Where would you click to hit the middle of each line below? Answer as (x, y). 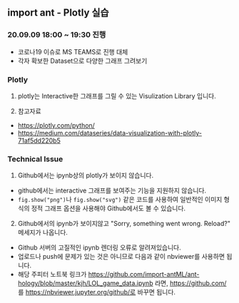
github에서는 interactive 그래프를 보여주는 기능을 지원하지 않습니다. (112, 190)
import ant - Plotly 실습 (58, 13)
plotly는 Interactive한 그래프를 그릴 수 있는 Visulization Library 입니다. (117, 96)
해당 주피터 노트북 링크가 (52, 274)
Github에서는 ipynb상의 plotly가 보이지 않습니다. (86, 175)
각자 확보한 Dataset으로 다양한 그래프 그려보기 (82, 61)
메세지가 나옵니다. (42, 232)
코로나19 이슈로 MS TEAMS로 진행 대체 (73, 51)
